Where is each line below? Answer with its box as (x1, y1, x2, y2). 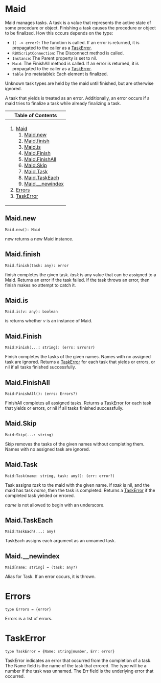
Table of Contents (14, 112, 57, 119)
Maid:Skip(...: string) (5, 432, 54, 437)
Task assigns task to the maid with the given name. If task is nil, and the (5, 482, 150, 488)
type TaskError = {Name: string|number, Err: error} (5, 649, 115, 654)
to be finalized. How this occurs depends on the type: (5, 30, 114, 36)
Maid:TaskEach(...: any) (5, 529, 56, 534)
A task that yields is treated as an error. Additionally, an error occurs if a (5, 95, 150, 101)
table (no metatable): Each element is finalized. (12, 71, 108, 77)
